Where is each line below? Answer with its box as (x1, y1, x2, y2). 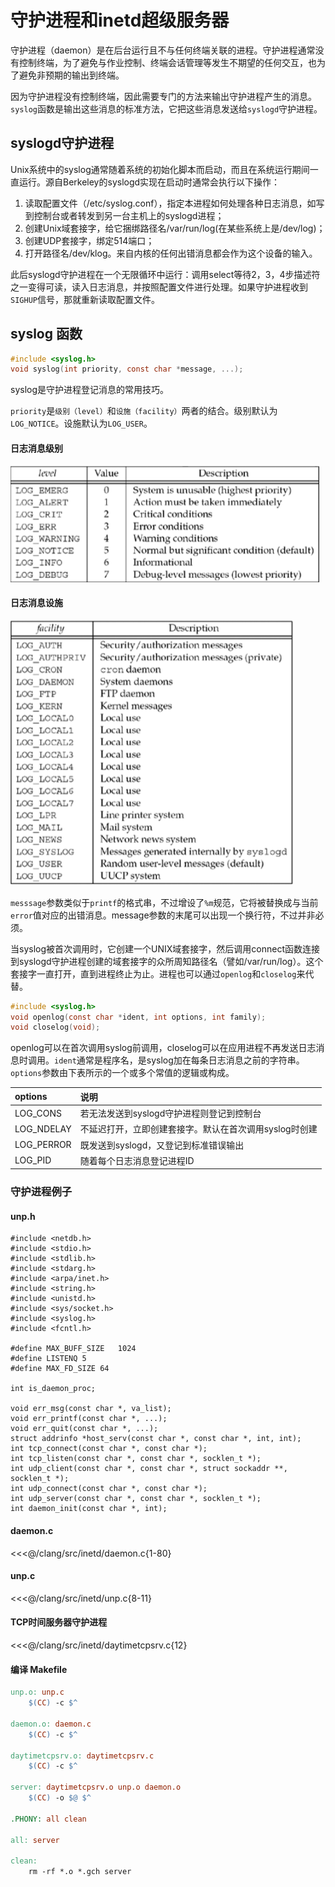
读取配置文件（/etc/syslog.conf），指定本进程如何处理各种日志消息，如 (24, 197, 317, 209)
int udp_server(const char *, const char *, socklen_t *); (10, 1494, 262, 1504)
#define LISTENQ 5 (10, 1354, 87, 1364)
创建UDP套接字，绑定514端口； (24, 234, 155, 246)
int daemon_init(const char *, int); (10, 1504, 168, 1514)
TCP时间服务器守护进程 (10, 1616, 108, 1628)
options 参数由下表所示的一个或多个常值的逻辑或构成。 (10, 1067, 235, 1079)
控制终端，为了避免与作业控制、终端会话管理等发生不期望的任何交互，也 (18, 56, 317, 68)
